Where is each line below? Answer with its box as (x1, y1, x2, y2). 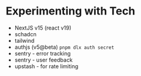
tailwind (14, 37, 35, 44)
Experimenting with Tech (5, 4, 136, 18)
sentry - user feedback (14, 56, 73, 63)
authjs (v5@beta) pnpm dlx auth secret (14, 43, 114, 51)
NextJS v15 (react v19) (14, 24, 71, 31)
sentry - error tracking (14, 49, 71, 57)
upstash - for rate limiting (14, 62, 79, 70)
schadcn (14, 30, 37, 37)
